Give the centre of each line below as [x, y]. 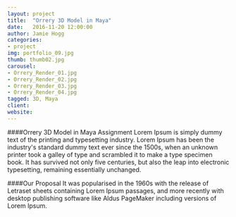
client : [19, 106]
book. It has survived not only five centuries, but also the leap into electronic [118, 162]
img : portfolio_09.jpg [41, 54]
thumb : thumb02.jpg [36, 60]
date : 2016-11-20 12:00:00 [50, 27]
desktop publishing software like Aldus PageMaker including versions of [112, 198]
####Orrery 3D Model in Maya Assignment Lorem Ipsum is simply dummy [115, 132]
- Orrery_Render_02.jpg [42, 79]
